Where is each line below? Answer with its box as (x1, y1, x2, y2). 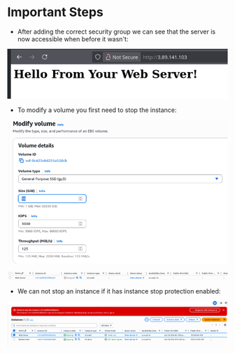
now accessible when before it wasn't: (17, 34, 129, 43)
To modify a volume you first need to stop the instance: (17, 106, 177, 114)
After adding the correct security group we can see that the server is (17, 27, 215, 36)
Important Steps (7, 4, 104, 20)
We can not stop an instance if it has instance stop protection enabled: (17, 287, 221, 296)
